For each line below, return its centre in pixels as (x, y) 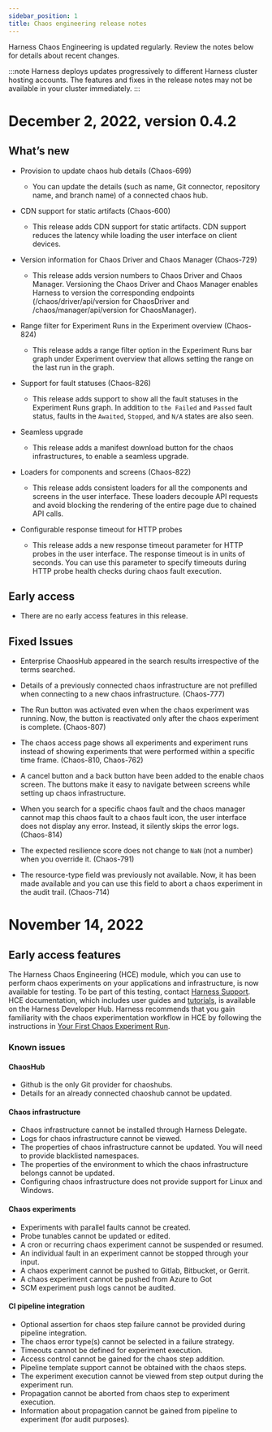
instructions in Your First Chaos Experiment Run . (89, 1026)
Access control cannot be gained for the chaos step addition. (123, 1359)
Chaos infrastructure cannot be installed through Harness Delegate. (134, 1130)
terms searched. (47, 670)
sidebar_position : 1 (43, 16)
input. (30, 1261)
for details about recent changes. (64, 55)
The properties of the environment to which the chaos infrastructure (134, 1165)
